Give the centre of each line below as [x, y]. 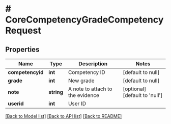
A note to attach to [90, 89]
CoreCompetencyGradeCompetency [84, 20]
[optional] [135, 89]
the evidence [83, 95]
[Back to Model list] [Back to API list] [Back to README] [64, 116]
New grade [81, 81]
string [56, 92]
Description [93, 64]
